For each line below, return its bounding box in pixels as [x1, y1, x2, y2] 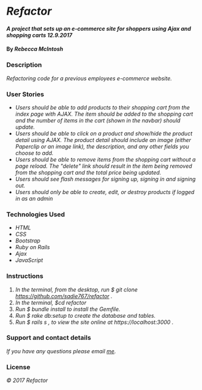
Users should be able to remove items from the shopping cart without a [15, 156, 196, 163]
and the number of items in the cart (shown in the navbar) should [15, 116, 181, 124]
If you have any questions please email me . [6, 347, 116, 354]
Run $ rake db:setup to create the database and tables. [15, 312, 156, 319]
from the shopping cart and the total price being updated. [15, 168, 162, 176]
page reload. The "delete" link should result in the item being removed [15, 162, 193, 170]
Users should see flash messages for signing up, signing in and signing [15, 175, 196, 182]
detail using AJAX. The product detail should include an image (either [15, 136, 192, 143]
